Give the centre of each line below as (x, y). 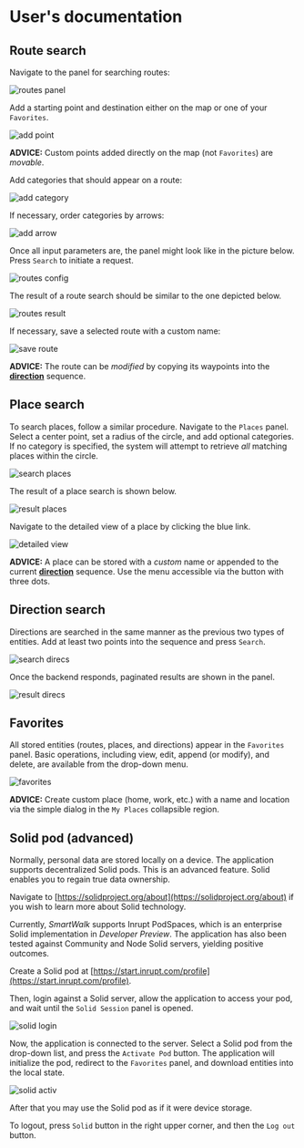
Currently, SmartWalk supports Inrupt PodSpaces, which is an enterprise (146, 925)
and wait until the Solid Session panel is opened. (101, 1008)
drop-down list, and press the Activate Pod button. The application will (142, 1053)
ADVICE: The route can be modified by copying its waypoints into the (140, 366)
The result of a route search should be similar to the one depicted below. (146, 295)
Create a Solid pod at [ (51, 971)
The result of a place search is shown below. (93, 491)
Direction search (58, 610)
